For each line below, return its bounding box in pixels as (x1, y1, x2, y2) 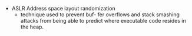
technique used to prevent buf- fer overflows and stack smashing (20, 11, 180, 18)
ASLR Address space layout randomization (11, 5, 116, 12)
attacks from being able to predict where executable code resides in (20, 17, 187, 24)
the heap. (20, 23, 44, 30)
